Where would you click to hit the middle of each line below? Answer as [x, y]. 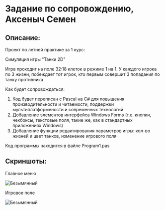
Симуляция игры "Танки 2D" [35, 59]
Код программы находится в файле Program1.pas [57, 146]
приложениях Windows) [38, 125]
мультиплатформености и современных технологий [68, 109]
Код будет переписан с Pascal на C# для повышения [68, 99]
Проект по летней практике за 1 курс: [45, 50]
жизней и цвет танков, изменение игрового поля [64, 136]
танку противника [24, 80]
